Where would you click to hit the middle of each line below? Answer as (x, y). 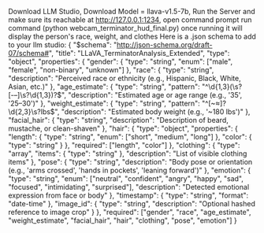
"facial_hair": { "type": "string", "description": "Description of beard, (118, 120)
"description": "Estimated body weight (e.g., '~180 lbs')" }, (156, 112)
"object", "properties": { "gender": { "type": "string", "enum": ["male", (121, 61)
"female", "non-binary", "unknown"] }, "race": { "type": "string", (111, 70)
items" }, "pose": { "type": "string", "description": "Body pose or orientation (130, 162)
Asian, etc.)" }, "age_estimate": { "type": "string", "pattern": (104, 87)
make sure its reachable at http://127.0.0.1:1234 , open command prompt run (130, 20)
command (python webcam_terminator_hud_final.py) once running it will (125, 28)
